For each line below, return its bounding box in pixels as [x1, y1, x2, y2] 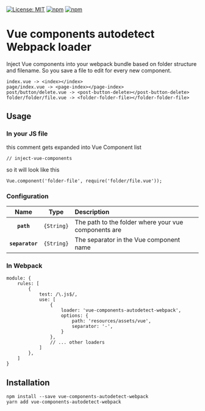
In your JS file [6, 129, 48, 138]
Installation [6, 377, 50, 388]
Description [74, 208, 110, 216]
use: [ [38, 297, 56, 303]
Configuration [6, 192, 49, 200]
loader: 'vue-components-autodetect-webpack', [60, 307, 182, 314]
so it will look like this [6, 165, 60, 173]
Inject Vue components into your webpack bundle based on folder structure [6, 60, 197, 67]
